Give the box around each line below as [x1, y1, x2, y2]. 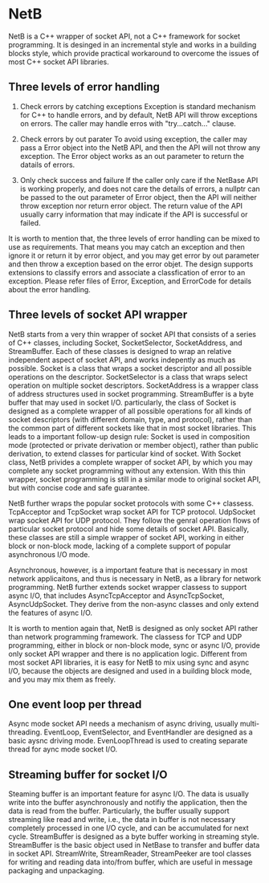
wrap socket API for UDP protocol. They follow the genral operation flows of [8, 515, 260, 525]
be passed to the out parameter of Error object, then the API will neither [19, 192, 257, 201]
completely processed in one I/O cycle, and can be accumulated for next [8, 824, 249, 833]
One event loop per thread [8, 698, 142, 711]
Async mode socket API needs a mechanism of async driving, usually [8, 719, 238, 729]
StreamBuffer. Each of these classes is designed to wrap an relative [8, 346, 232, 356]
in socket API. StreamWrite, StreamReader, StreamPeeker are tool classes [8, 848, 251, 859]
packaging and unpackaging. [8, 866, 105, 876]
